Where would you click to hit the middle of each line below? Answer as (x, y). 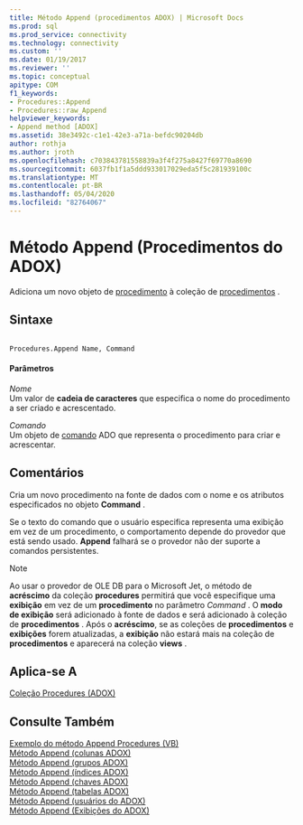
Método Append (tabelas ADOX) (69, 792)
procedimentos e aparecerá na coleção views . (98, 643)
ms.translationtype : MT (54, 177)
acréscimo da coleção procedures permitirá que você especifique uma (142, 595)
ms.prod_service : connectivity (68, 34)
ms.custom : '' (36, 52)
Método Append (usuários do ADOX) (78, 802)
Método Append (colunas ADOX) (70, 753)
